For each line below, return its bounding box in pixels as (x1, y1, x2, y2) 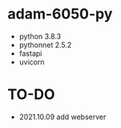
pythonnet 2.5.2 (18, 39, 72, 49)
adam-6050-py (7, 5, 113, 23)
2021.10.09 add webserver (18, 112, 107, 122)
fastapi (18, 48, 42, 58)
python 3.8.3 (18, 31, 62, 41)
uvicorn (18, 57, 45, 67)
